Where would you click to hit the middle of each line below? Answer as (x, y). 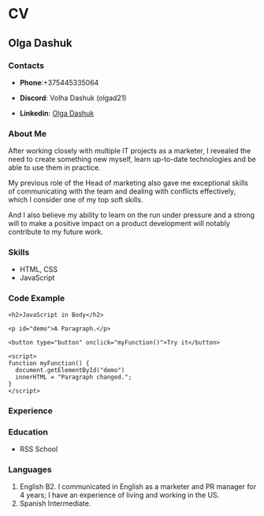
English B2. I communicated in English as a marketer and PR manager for (138, 487)
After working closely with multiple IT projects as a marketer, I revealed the (130, 151)
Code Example (37, 299)
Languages (30, 469)
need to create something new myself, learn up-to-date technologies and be (132, 160)
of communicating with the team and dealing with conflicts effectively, (122, 191)
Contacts (26, 66)
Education (28, 431)
